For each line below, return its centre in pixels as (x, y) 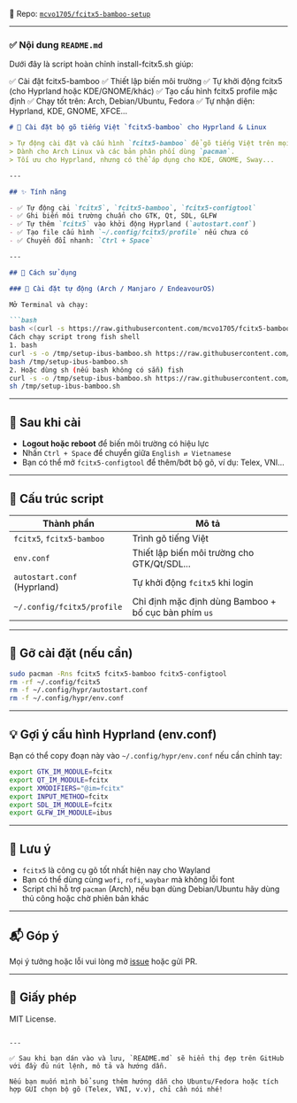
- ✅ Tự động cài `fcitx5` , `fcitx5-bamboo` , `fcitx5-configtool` (133, 208)
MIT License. (33, 1019)
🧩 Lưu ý (30, 848)
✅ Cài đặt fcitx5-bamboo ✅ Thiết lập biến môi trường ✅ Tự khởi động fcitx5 (146, 81)
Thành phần (69, 523)
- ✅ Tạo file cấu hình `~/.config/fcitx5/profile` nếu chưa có (129, 233)
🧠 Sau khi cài (45, 422)
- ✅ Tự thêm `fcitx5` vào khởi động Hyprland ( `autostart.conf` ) (133, 224)
